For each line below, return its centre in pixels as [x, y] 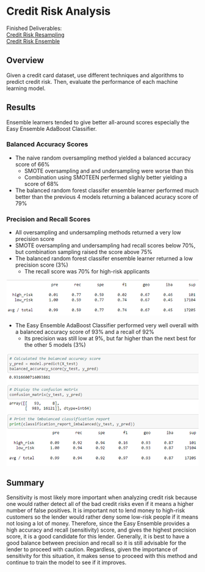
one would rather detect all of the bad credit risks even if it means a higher [100, 504]
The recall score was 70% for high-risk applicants [87, 272]
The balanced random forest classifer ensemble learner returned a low [104, 259]
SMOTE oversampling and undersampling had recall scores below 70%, [105, 245]
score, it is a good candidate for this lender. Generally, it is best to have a [98, 537]
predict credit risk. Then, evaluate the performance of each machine [92, 81]
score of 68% [41, 184]
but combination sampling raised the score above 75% [84, 252]
